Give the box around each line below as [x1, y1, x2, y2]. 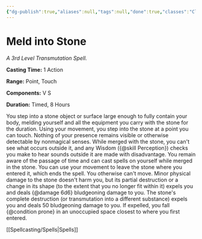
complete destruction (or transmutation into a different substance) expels [6, 195, 188, 202]
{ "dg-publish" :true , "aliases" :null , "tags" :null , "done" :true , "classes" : [6, 8, 189, 15]
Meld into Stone [6, 34, 87, 48]
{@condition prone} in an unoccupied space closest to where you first [6, 208, 180, 215]
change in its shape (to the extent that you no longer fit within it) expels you [6, 182, 194, 189]
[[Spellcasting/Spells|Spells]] [6, 226, 78, 233]
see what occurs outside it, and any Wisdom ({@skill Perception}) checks [6, 144, 188, 152]
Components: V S [6, 89, 51, 96]
